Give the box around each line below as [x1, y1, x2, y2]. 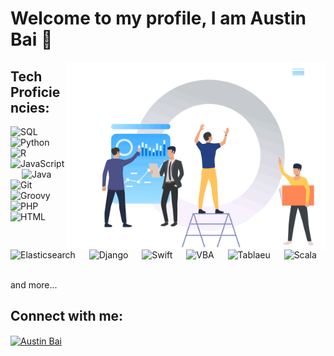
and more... [10, 278, 58, 291]
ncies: [10, 99, 50, 116]
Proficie [10, 83, 61, 101]
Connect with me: [10, 308, 124, 325]
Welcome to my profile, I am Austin [10, 7, 307, 30]
